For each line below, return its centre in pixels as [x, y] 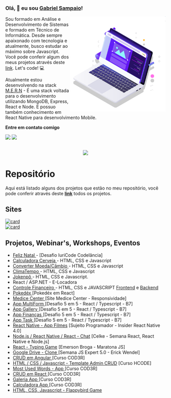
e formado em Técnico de [32, 30]
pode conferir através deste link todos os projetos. [59, 193]
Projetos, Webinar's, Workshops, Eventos [73, 243]
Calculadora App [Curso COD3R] [47, 385]
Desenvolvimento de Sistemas [37, 24]
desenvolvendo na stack [31, 85]
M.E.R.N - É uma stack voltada [37, 90]
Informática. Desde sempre [34, 36]
